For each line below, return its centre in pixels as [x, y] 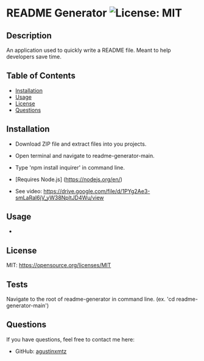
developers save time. [34, 57]
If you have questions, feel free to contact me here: [71, 339]
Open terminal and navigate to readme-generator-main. [85, 155]
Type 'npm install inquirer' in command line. [70, 167]
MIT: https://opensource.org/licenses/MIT [59, 265]
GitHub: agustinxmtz [41, 351]
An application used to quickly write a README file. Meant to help [89, 50]
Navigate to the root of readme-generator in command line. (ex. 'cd [91, 299]
